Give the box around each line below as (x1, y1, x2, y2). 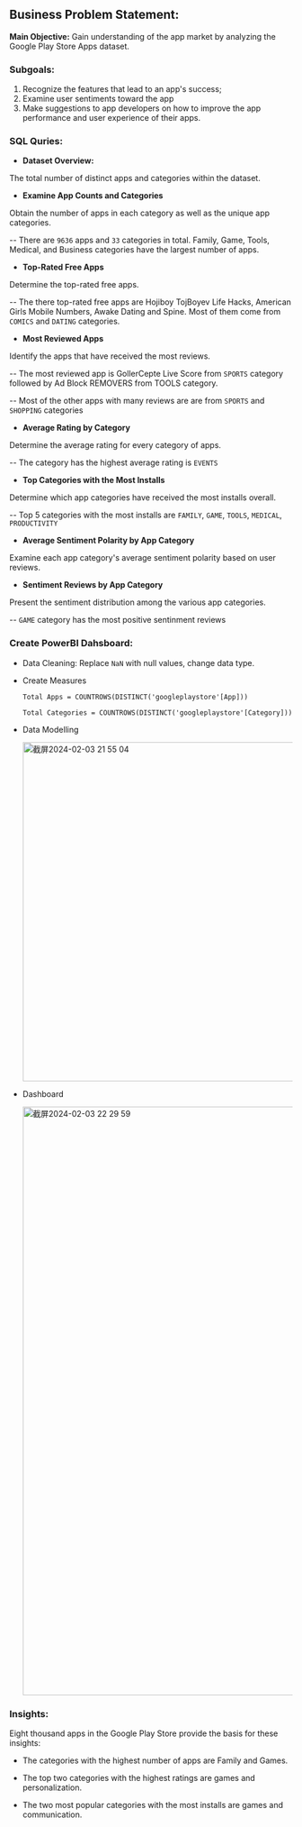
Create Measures (22, 675, 87, 686)
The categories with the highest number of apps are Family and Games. (22, 1755, 289, 1766)
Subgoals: (9, 63, 56, 76)
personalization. (22, 1782, 83, 1793)
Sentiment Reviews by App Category (22, 580, 164, 590)
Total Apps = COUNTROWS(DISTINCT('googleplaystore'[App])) (22, 692, 249, 701)
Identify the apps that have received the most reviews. (9, 351, 211, 361)
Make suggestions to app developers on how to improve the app (22, 103, 262, 114)
